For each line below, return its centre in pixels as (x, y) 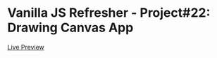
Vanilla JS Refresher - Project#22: (109, 13)
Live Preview (26, 47)
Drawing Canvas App (70, 28)
